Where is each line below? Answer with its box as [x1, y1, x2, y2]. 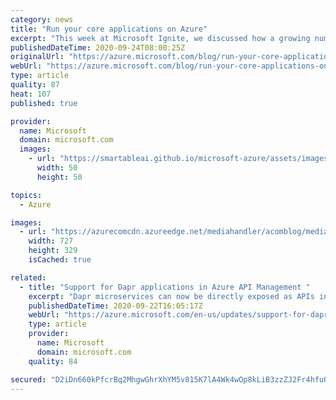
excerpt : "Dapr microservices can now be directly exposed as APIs [28, 291, 315, 301]
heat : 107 [10, 89, 52, 99]
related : [10, 272, 47, 283]
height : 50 [36, 172, 83, 182]
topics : [10, 190, 43, 200]
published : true [10, 98, 78, 108]
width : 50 [36, 163, 78, 173]
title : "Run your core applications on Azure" [10, 24, 208, 34]
